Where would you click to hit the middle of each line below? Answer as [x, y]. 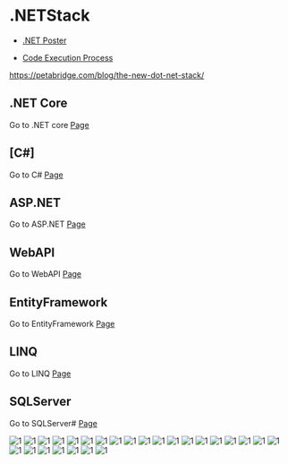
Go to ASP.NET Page [48, 224]
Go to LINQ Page [40, 374]
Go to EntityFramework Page [62, 324]
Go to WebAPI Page [46, 274]
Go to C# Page [37, 175]
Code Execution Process [68, 57]
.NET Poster [44, 40]
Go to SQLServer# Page [54, 423]
